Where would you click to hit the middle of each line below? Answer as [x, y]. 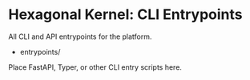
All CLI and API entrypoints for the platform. [80, 36]
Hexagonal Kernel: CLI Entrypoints [125, 15]
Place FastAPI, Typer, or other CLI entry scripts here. [95, 67]
